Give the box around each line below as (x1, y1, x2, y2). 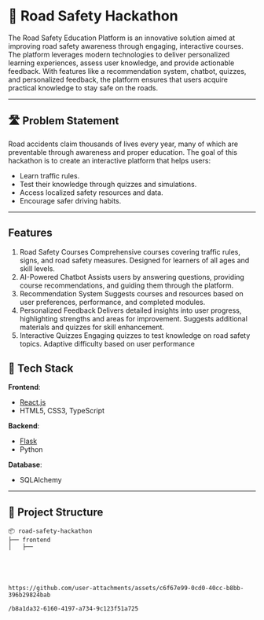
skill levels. (19, 263, 55, 273)
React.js (19, 398, 46, 407)
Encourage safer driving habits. (19, 196, 122, 205)
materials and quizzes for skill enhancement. (19, 322, 165, 332)
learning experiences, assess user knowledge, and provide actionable (8, 58, 235, 68)
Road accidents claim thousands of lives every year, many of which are (8, 139, 238, 149)
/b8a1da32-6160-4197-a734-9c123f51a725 (8, 605, 139, 613)
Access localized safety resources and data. (19, 188, 163, 197)
